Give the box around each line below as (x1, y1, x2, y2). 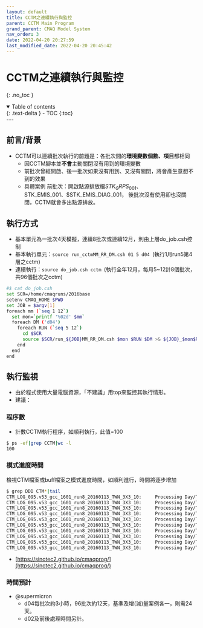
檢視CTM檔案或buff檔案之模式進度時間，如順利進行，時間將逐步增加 (6, 476, 177, 483)
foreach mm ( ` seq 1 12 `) (6, 308, 69, 314)
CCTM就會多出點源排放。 (34, 198, 98, 206)
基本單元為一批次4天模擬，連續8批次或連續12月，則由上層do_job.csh (14, 235, 187, 243)
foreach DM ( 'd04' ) (11, 319, 61, 325)
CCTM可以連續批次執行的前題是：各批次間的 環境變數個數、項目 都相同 (14, 152, 190, 160)
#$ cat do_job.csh (6, 286, 53, 292)
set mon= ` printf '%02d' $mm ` (11, 314, 85, 320)
